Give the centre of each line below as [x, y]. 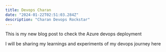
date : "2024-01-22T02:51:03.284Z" [42, 15]
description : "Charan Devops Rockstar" [48, 19]
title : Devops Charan [28, 10]
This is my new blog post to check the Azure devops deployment [74, 34]
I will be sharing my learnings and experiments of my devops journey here [83, 44]
